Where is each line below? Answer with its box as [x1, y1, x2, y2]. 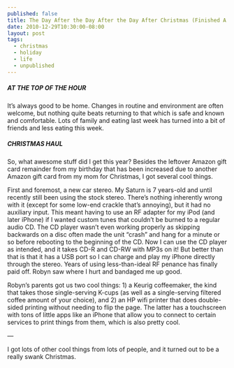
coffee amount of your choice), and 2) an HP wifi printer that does [7, 295, 197, 304]
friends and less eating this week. [7, 124, 104, 132]
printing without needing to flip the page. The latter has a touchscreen [24, 303, 226, 311]
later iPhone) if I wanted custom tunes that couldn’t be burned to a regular [7, 215, 220, 223]
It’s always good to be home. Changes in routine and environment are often [7, 101, 224, 110]
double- [198, 295, 221, 304]
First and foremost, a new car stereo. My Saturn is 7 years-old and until [7, 186, 212, 194]
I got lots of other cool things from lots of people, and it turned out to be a [7, 345, 219, 353]
